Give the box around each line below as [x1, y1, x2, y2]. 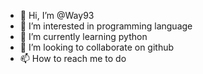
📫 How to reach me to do [19, 53, 127, 64]
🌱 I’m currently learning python [19, 31, 148, 42]
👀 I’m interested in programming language [19, 20, 193, 32]
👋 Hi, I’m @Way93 [19, 10, 95, 21]
